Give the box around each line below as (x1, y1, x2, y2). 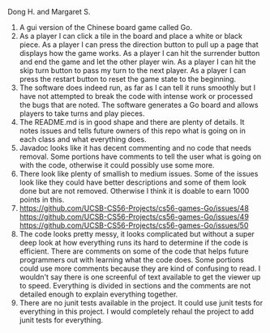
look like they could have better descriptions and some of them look (19, 177, 246, 187)
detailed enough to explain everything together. (19, 289, 178, 299)
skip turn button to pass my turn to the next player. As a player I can (19, 66, 246, 75)
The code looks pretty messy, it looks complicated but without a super (19, 229, 255, 238)
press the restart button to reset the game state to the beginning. (19, 75, 237, 83)
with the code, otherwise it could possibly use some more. (19, 160, 215, 169)
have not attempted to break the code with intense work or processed (19, 92, 253, 100)
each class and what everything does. (19, 134, 147, 144)
